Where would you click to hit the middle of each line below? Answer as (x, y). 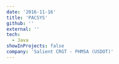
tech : (13, 35)
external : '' (23, 29)
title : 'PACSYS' (27, 18)
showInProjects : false (35, 46)
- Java (20, 40)
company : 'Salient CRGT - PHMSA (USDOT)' (60, 52)
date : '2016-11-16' (31, 12)
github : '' (20, 23)
